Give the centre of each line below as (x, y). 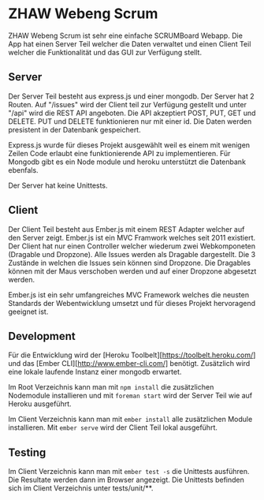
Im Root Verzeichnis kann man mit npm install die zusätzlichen (111, 387)
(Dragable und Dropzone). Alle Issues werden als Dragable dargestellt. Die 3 (132, 254)
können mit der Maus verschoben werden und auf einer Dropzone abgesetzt (132, 271)
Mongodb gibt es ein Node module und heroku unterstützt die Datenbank (127, 162)
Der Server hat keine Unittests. (58, 185)
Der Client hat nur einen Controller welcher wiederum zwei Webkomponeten (132, 246)
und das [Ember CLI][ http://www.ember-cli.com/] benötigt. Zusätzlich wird (129, 364)
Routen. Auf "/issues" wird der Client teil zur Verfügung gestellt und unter (127, 104)
